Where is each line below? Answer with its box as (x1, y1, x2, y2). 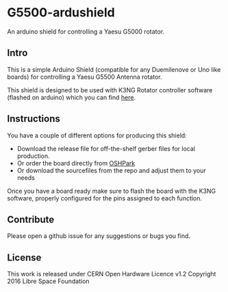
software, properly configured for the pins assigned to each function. (7, 194, 203, 202)
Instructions (7, 113, 60, 124)
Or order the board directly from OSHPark (16, 159, 136, 167)
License (7, 252, 42, 263)
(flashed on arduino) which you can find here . (7, 93, 136, 101)
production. (16, 152, 50, 160)
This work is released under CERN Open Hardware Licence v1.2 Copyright (7, 270, 216, 278)
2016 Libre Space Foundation (7, 277, 90, 285)
